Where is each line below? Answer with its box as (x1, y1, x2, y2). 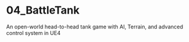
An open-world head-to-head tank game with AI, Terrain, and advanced (6, 23, 184, 30)
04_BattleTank (6, 4, 80, 17)
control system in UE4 (6, 29, 61, 36)
